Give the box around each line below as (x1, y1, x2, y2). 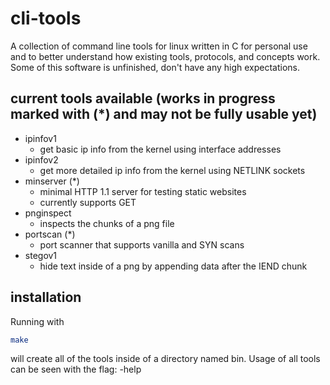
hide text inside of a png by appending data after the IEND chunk (39, 260, 308, 272)
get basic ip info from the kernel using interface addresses (39, 143, 282, 155)
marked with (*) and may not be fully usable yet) (10, 106, 318, 123)
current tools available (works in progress (10, 90, 276, 107)
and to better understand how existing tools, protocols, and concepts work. (10, 50, 321, 62)
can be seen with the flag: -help (10, 363, 142, 376)
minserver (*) (24, 175, 80, 187)
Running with (10, 315, 65, 327)
